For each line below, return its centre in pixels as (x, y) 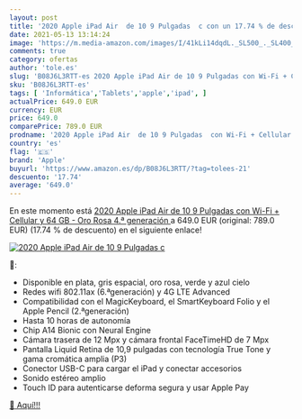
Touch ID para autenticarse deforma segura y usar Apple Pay (136, 387)
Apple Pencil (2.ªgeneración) (76, 311)
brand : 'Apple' (38, 160)
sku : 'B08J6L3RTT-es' (50, 85)
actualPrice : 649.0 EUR (54, 101)
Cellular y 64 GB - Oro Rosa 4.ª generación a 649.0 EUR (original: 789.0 (142, 221)
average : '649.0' (42, 186)
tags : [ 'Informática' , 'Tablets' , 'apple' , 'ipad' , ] (108, 93)
